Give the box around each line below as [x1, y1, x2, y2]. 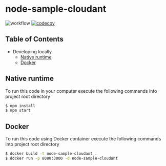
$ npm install [5, 103, 36, 108]
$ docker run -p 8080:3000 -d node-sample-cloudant [5, 156, 118, 161]
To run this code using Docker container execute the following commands [5, 136, 161, 142]
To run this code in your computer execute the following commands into [5, 88, 157, 94]
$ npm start [5, 108, 31, 113]
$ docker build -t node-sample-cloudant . [5, 151, 97, 156]
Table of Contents [5, 35, 64, 44]
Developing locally [12, 48, 52, 54]
